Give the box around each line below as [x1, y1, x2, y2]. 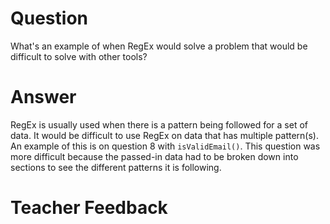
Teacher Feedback [10, 197, 168, 219]
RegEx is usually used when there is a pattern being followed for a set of [10, 118, 309, 131]
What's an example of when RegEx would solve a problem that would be [10, 40, 308, 52]
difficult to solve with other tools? [10, 50, 148, 62]
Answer [10, 86, 77, 109]
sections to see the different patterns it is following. [10, 161, 222, 173]
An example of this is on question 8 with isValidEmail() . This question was [10, 140, 321, 152]
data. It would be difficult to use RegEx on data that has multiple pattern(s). [10, 129, 320, 141]
